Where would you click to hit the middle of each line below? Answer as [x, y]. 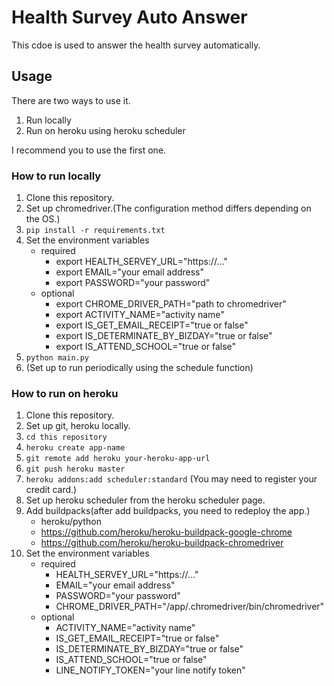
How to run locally [56, 176]
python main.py [57, 358]
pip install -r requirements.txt [95, 231]
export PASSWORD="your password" [133, 283]
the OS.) [43, 219]
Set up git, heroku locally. [78, 426]
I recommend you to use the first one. [89, 150]
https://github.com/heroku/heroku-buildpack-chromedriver [162, 543]
